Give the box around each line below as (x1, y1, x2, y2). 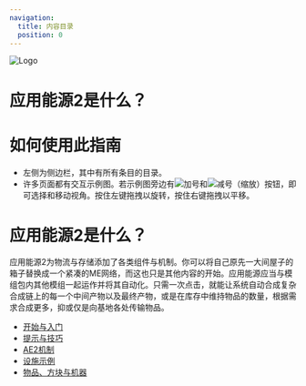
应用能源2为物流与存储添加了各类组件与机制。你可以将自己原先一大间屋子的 (9, 257, 294, 268)
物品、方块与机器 (22, 367, 87, 378)
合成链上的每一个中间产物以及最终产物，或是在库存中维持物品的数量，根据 (9, 290, 289, 301)
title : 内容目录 (17, 22, 75, 31)
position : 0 (17, 30, 64, 39)
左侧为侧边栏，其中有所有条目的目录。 (22, 167, 167, 178)
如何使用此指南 (9, 135, 122, 156)
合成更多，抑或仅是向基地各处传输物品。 (16, 302, 169, 313)
